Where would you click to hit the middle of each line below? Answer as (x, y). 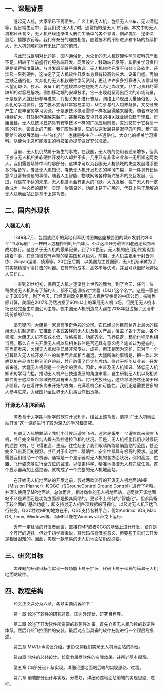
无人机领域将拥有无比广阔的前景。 (47, 46)
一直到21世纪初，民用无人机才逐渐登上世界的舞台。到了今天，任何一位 (84, 284)
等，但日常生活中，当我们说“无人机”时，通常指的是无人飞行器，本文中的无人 (81, 27)
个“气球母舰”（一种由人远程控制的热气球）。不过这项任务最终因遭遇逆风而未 (80, 243)
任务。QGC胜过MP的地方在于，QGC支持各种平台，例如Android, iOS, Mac (82, 510)
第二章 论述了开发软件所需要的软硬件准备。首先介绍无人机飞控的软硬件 (84, 624)
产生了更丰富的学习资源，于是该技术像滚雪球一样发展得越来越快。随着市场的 (81, 110)
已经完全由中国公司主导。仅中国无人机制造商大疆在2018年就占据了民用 (80, 308)
